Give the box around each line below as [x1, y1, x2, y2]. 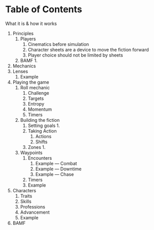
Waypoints [20, 149, 43, 156]
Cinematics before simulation [27, 41, 89, 47]
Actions [35, 133, 52, 139]
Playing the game [12, 79, 49, 85]
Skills [20, 198, 32, 205]
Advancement [20, 209, 50, 215]
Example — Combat [35, 160, 77, 166]
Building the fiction [20, 117, 60, 123]
